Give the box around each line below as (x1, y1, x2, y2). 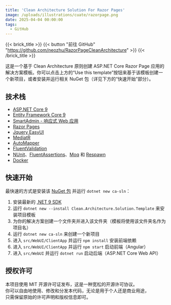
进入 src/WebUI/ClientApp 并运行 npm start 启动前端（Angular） (12, 243, 149, 250)
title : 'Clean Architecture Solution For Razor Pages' (5, 7, 125, 13)
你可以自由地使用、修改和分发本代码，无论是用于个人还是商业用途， (5, 288, 149, 294)
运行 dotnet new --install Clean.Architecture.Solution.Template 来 (12, 205, 160, 211)
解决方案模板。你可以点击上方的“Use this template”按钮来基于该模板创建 (5, 70, 159, 76)
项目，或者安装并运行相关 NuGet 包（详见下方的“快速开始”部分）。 (14, 76, 154, 82)
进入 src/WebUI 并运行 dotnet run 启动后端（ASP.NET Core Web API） (12, 250, 161, 256)
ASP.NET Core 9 (12, 106, 48, 112)
